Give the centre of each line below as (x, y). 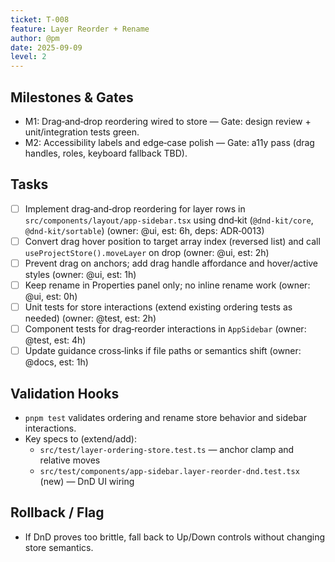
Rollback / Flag (57, 512)
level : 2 (28, 57)
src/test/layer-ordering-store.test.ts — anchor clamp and (167, 449)
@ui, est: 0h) (51, 296)
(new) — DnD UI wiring (87, 481)
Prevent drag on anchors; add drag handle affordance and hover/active (171, 263)
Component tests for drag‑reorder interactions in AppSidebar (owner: (165, 329)
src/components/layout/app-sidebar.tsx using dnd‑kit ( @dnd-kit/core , (169, 220)
